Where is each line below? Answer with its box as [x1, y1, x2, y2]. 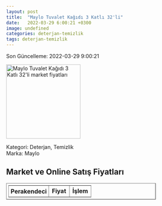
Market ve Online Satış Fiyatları [6, 167, 125, 177]
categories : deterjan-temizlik [6, 31, 84, 37]
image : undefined [6, 25, 49, 31]
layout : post [6, 8, 39, 15]
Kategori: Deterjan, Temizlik [6, 144, 74, 150]
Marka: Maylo [6, 150, 40, 157]
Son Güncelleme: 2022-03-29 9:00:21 [6, 53, 100, 59]
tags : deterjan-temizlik [6, 36, 68, 42]
